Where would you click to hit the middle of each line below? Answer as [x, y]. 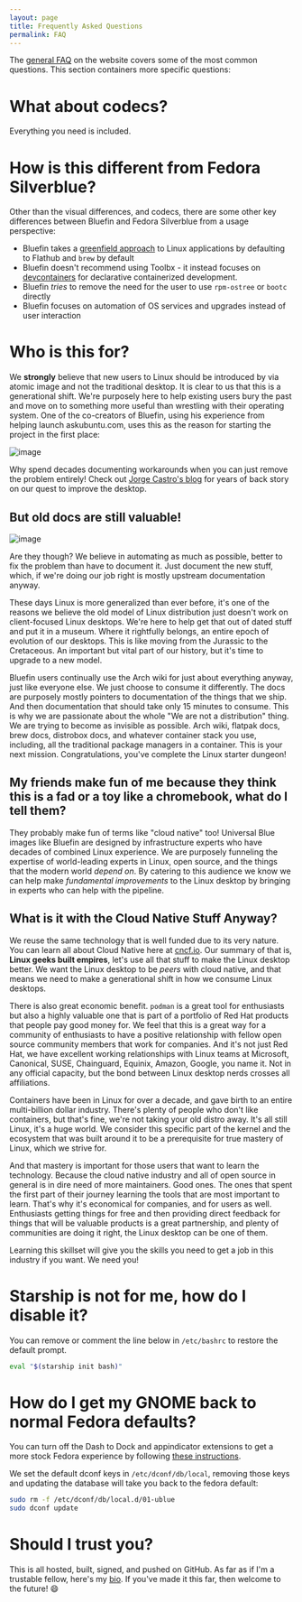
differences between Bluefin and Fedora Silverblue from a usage [129, 221]
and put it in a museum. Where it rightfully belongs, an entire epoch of [139, 631]
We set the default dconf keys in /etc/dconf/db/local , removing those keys [150, 1474]
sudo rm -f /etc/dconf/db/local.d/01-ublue [92, 1500]
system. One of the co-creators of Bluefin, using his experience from [137, 415]
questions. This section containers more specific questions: [120, 69]
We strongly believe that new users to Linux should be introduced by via [144, 377]
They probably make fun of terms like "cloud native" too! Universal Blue [142, 832]
